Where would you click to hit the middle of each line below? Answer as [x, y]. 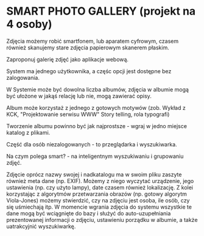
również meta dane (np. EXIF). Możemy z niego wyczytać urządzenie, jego [100, 181]
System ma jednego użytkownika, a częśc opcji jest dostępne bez [89, 71]
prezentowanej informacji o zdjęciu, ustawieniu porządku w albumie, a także [102, 220]
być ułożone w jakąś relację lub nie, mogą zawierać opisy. [79, 96]
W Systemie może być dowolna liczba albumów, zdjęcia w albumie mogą [97, 89]
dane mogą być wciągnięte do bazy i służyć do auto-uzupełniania [89, 213]
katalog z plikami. [28, 132]
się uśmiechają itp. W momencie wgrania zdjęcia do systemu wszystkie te [99, 207]
